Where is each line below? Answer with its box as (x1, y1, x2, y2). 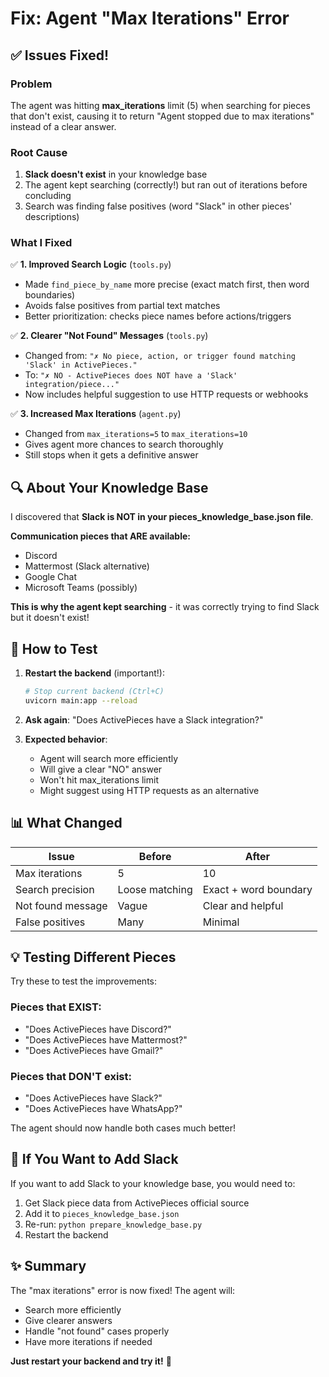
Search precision (15, 882, 95, 896)
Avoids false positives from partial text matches (24, 300, 221, 312)
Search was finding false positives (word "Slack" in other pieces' (24, 200, 293, 212)
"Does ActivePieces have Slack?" (24, 1092, 163, 1104)
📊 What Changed (10, 815, 123, 832)
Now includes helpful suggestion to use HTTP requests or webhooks (24, 388, 309, 401)
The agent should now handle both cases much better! (10, 1122, 236, 1134)
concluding (24, 190, 72, 202)
